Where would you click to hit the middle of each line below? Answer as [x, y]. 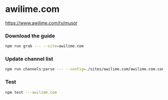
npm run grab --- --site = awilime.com [44, 46]
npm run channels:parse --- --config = [45, 69]
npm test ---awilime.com [31, 92]
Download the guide [30, 36]
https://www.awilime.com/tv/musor [41, 23]
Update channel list [29, 59]
